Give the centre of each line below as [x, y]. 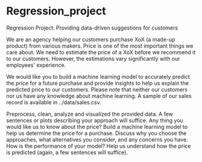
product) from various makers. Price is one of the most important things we [100, 46]
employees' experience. [36, 65]
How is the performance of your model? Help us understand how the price [99, 146]
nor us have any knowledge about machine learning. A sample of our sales [99, 96]
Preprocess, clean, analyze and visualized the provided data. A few [90, 114]
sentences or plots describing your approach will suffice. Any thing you [95, 120]
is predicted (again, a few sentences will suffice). [67, 152]
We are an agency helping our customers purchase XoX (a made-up [91, 39]
